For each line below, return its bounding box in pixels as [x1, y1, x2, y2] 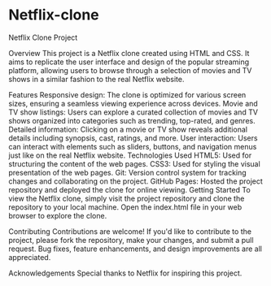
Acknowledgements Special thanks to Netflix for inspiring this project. [8, 268, 243, 278]
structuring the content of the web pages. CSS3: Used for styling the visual [8, 158, 260, 168]
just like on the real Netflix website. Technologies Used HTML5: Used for [8, 150, 252, 160]
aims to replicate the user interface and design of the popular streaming [8, 57, 250, 67]
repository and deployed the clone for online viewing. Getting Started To [8, 184, 251, 194]
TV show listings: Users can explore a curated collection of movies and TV [8, 107, 259, 117]
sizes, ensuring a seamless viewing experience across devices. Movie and [8, 98, 258, 108]
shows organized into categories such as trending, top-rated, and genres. [8, 115, 256, 125]
